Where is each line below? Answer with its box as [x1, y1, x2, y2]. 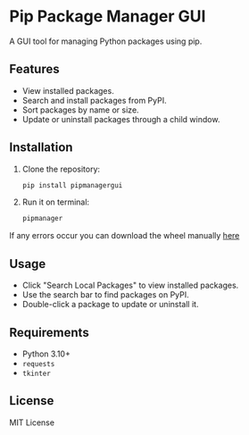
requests [21, 359, 55, 368]
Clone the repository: [21, 163, 101, 174]
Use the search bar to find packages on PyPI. [21, 289, 189, 300]
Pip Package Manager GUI [9, 6, 206, 27]
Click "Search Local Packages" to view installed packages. [21, 280, 239, 291]
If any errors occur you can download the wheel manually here [9, 230, 240, 241]
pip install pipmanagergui [21, 180, 123, 189]
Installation [9, 140, 73, 155]
